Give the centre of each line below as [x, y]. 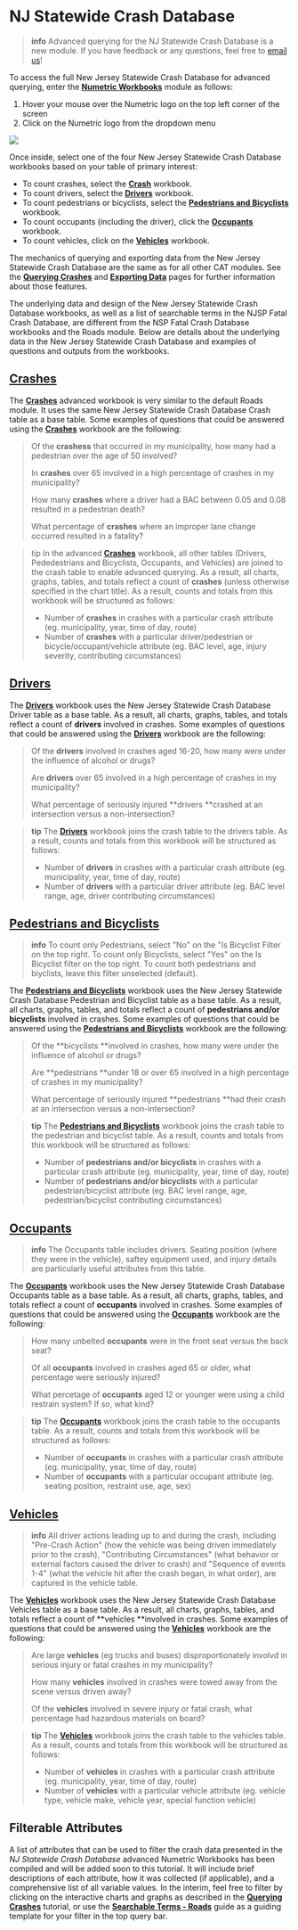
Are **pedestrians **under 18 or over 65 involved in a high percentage [160, 1072]
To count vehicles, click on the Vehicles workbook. [116, 240]
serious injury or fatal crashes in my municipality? [122, 1665]
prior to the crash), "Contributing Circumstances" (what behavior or [155, 1554]
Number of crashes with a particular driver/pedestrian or [149, 636]
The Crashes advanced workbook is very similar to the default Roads [137, 400]
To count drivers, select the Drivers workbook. [108, 193]
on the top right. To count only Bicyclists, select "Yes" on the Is [146, 955]
